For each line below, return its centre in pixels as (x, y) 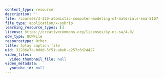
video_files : (18, 55)
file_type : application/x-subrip (39, 23)
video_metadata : (21, 63)
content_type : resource (29, 9)
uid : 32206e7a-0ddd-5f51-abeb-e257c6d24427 (50, 50)
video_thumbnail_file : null (38, 59)
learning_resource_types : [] (35, 28)
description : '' (21, 14)
